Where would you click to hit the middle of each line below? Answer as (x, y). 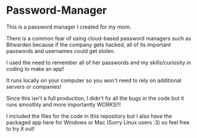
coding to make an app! (35, 68)
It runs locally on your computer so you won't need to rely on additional (94, 80)
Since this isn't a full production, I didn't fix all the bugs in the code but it (95, 98)
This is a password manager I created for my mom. (69, 27)
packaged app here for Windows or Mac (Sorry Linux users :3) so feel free (98, 122)
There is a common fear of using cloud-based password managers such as (99, 38)
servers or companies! (34, 86)
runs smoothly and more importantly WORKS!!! (64, 104)
